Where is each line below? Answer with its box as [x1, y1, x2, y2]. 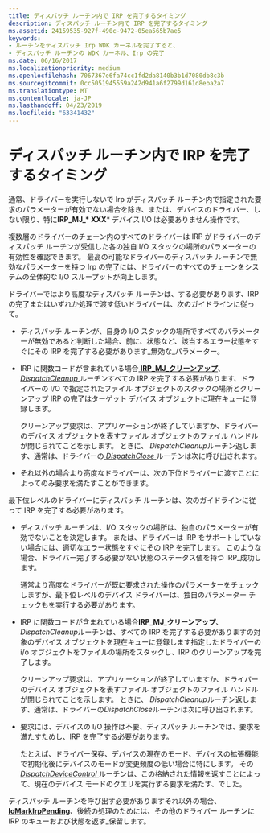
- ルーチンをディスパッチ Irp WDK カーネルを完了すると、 [8, 42, 179, 50]
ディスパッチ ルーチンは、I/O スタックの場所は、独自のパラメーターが [19, 522, 252, 532]
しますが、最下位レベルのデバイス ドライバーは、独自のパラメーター [19, 589, 247, 600]
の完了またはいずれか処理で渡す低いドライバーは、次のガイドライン [8, 299, 234, 308]
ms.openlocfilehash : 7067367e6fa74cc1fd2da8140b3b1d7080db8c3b [8, 72, 225, 80]
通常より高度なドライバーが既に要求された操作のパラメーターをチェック [19, 579, 260, 589]
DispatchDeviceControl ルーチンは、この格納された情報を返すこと [19, 769, 240, 778]
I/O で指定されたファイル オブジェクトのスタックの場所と [50, 383, 240, 393]
